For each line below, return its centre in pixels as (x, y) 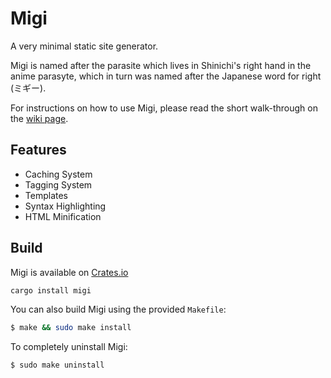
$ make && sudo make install (71, 328)
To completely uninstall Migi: (69, 347)
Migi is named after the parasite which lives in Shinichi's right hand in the (161, 65)
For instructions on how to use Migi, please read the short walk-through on (164, 108)
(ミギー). (28, 88)
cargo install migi (51, 290)
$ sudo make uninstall (57, 365)
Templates (46, 195)
